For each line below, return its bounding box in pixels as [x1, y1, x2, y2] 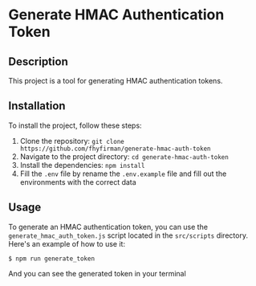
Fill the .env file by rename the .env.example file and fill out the [19, 169, 227, 178]
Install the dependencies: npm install [19, 160, 145, 170]
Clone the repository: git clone [19, 136, 124, 145]
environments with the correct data [19, 177, 136, 186]
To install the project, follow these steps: [8, 121, 142, 130]
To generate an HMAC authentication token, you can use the [8, 222, 209, 231]
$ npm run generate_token [8, 255, 95, 263]
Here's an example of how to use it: [8, 239, 126, 248]
